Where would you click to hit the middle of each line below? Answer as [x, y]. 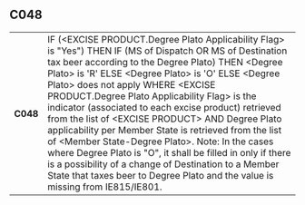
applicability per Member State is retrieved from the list [164, 130]
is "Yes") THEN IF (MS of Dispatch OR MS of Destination [167, 51]
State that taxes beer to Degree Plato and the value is [160, 175]
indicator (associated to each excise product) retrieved [164, 107]
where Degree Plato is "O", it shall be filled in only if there [169, 152]
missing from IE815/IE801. [104, 187]
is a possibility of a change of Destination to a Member [163, 164]
